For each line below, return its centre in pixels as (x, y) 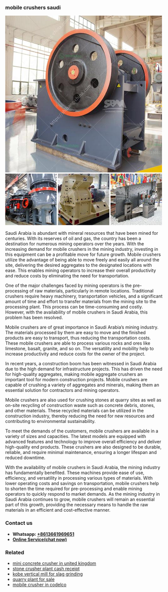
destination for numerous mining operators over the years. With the (75, 244)
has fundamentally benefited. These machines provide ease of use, (75, 473)
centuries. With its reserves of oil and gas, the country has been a (73, 239)
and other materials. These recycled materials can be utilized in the (74, 411)
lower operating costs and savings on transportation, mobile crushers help (82, 484)
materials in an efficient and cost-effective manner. (58, 510)
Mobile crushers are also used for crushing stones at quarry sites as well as (83, 400)
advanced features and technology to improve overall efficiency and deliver (83, 442)
